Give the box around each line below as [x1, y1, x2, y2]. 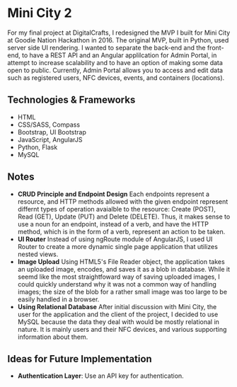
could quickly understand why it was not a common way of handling [17, 279, 217, 288]
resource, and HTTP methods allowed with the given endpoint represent [17, 197, 229, 206]
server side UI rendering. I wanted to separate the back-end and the [7, 43, 206, 52]
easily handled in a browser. [17, 295, 100, 304]
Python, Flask [17, 143, 58, 151]
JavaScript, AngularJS [17, 135, 83, 144]
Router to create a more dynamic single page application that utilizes [17, 242, 218, 250]
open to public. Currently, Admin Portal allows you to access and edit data [7, 66, 224, 74]
